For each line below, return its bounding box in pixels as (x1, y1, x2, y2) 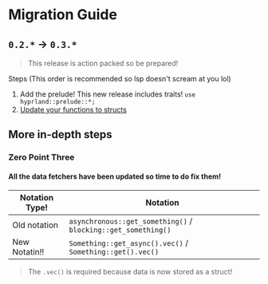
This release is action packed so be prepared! (27, 58, 179, 68)
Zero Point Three (8, 152, 75, 163)
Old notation (12, 219, 58, 231)
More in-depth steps (8, 128, 113, 141)
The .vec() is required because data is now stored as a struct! (27, 266, 233, 276)
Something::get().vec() (69, 247, 160, 256)
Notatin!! (12, 246, 45, 257)
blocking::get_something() (69, 225, 171, 235)
